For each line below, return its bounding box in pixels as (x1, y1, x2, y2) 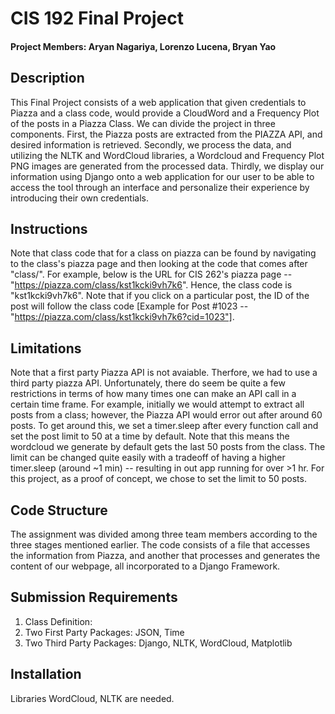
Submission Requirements (10, 589, 178, 606)
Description (10, 70, 85, 87)
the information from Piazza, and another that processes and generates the (10, 550, 321, 562)
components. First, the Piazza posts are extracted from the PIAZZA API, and (10, 128, 323, 140)
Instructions (10, 220, 88, 237)
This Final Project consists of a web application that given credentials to (10, 96, 307, 108)
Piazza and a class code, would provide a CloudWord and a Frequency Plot (10, 107, 320, 119)
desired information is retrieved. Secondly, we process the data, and (10, 138, 292, 151)
